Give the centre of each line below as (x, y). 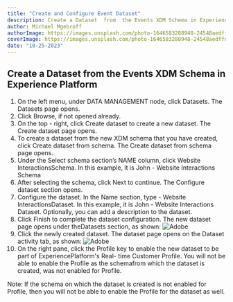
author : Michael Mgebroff (44, 26)
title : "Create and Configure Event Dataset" (74, 14)
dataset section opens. (50, 189)
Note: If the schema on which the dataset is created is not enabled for (107, 284)
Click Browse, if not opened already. (69, 116)
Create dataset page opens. (57, 131)
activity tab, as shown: (49, 241)
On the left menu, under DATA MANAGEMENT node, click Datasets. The (120, 101)
